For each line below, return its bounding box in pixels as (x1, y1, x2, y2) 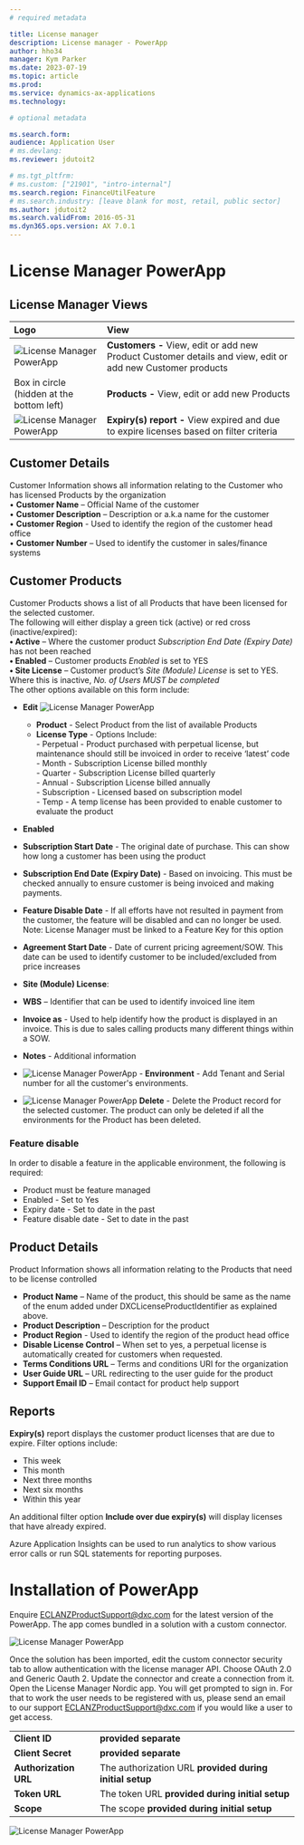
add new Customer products (107, 361, 229, 374)
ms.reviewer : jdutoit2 (9, 155, 95, 164)
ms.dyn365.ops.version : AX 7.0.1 (9, 222, 136, 231)
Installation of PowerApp (9, 1580, 199, 1600)
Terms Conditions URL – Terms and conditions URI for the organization (22, 1358, 289, 1369)
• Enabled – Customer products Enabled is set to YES (9, 655, 209, 666)
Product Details (9, 1240, 99, 1255)
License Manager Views (9, 296, 148, 312)
